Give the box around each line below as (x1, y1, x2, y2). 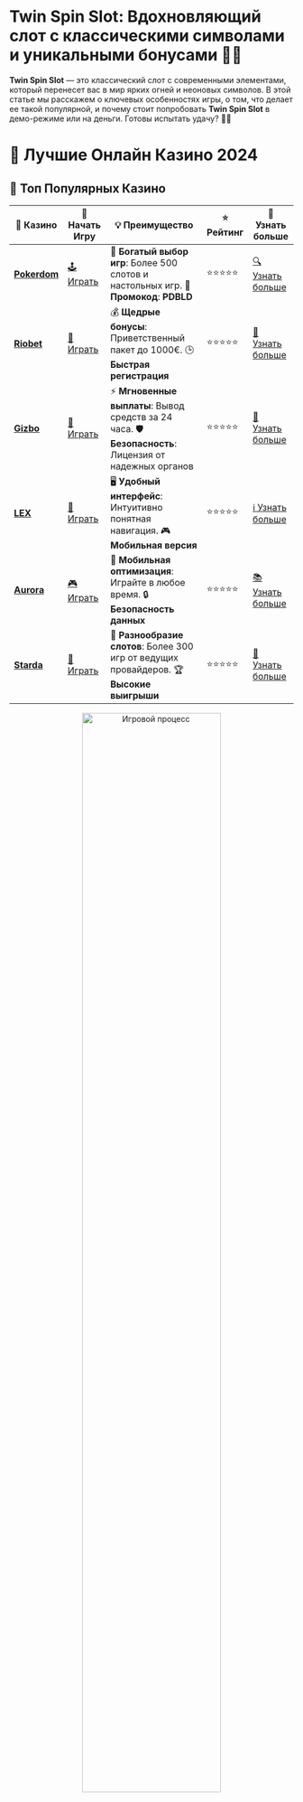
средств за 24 (109, 410, 173, 423)
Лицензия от (109, 448, 166, 461)
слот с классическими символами (9, 25, 286, 46)
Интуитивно (109, 501, 163, 513)
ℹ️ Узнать (252, 501, 287, 513)
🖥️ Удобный (109, 474, 161, 487)
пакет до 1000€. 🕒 (109, 343, 195, 356)
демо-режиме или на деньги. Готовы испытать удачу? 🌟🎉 (9, 113, 232, 124)
